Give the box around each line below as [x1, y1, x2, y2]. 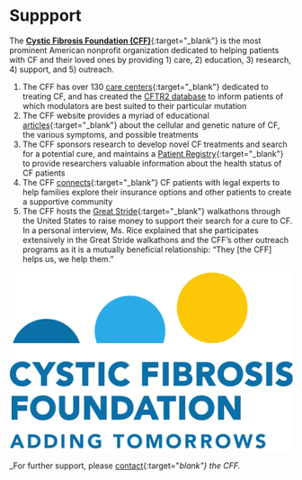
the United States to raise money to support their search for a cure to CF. [22, 215, 293, 226]
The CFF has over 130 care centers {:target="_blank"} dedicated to [22, 81, 269, 92]
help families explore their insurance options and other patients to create [22, 186, 292, 197]
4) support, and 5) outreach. [9, 64, 115, 75]
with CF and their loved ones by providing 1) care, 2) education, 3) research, [9, 54, 292, 65]
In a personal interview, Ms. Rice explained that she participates [22, 224, 259, 235]
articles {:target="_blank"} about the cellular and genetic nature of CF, [22, 119, 280, 131]
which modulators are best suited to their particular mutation [22, 100, 247, 111]
